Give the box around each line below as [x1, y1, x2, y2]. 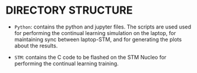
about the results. [14, 42, 58, 49]
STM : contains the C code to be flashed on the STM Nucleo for [14, 53, 167, 61]
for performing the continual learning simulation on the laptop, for [14, 29, 176, 36]
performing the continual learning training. [14, 60, 119, 67]
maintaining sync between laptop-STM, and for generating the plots [14, 36, 182, 43]
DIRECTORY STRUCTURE [5, 4, 133, 17]
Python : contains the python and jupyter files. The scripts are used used [14, 23, 192, 30]
